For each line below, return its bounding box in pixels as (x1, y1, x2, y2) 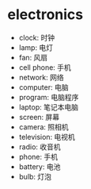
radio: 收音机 (18, 141, 61, 152)
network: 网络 (18, 72, 64, 82)
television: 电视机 (18, 132, 76, 141)
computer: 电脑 (18, 82, 69, 92)
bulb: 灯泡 (18, 172, 52, 181)
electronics (7, 6, 84, 24)
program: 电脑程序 (18, 92, 79, 102)
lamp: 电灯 (18, 42, 53, 52)
